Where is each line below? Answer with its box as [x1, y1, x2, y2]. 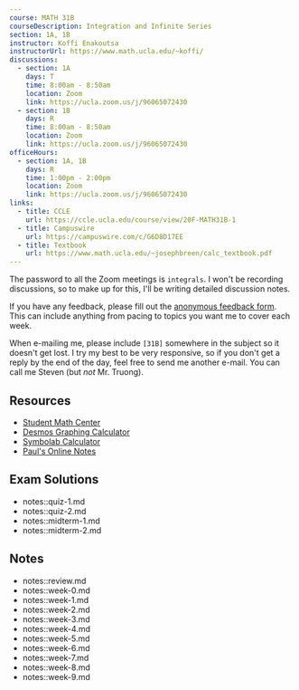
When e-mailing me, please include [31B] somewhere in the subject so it [9, 338, 280, 349]
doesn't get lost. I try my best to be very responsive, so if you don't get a [9, 348, 280, 359]
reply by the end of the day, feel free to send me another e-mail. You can [9, 357, 280, 368]
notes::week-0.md [22, 585, 90, 596]
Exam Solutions [9, 472, 99, 487]
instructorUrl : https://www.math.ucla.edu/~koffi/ [9, 47, 204, 56]
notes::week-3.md [22, 613, 90, 625]
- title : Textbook [17, 241, 88, 250]
